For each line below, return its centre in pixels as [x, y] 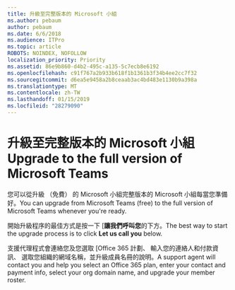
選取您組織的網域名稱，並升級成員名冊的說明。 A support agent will [118, 257]
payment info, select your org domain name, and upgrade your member [111, 272]
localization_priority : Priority [56, 60]
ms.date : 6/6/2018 [34, 34]
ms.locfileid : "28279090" [45, 106]
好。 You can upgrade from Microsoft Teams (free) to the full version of [110, 203]
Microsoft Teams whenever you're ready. [67, 211]
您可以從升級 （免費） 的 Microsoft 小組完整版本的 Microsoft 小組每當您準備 [117, 194]
